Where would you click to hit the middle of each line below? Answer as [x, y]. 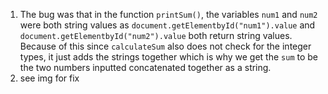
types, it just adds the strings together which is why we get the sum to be [169, 57]
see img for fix [49, 78]
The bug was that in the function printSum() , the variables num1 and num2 [168, 14]
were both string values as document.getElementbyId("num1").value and [167, 25]
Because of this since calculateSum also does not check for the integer [165, 46]
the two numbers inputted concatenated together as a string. [145, 67]
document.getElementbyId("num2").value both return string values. [156, 35]
